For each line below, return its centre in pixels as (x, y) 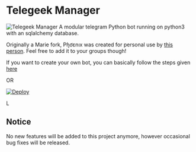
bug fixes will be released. (38, 142)
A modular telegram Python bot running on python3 (122, 27)
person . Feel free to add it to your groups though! (66, 50)
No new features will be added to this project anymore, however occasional (98, 136)
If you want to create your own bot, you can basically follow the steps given (98, 62)
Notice (19, 122)
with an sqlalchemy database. (42, 33)
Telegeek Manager (53, 10)
